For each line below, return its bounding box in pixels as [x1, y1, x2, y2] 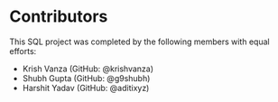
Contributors [9, 6, 108, 27]
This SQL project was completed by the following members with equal [9, 36, 270, 47]
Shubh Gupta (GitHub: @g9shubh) [22, 72, 151, 83]
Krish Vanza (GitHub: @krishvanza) [22, 63, 154, 74]
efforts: [9, 45, 37, 56]
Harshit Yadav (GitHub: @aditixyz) [22, 82, 150, 93]
